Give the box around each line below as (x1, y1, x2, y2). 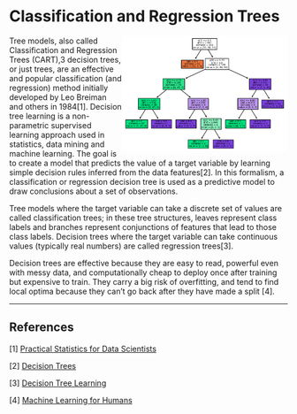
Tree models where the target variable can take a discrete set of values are (9, 203, 283, 213)
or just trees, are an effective (9, 64, 115, 74)
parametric (9, 119, 49, 130)
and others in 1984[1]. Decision (9, 101, 122, 111)
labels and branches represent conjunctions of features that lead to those (9, 221, 277, 232)
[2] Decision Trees (9, 360, 77, 371)
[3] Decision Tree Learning (9, 378, 107, 388)
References (9, 320, 74, 335)
